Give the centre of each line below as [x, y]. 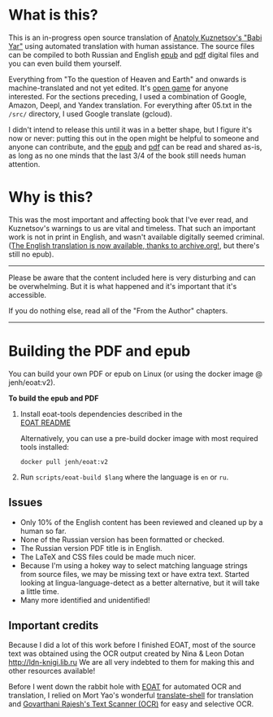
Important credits [54, 625]
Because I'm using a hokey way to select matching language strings [134, 565]
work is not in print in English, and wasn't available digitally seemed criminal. [136, 237]
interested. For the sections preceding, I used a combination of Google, [128, 96]
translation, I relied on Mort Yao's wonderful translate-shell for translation [131, 695]
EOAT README [45, 422]
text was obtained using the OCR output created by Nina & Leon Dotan [126, 654]
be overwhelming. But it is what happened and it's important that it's [123, 286]
